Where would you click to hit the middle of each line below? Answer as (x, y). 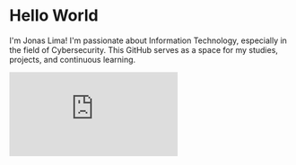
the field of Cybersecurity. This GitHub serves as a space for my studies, (144, 49)
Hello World (54, 16)
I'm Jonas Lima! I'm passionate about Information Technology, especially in (148, 40)
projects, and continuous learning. (73, 59)
